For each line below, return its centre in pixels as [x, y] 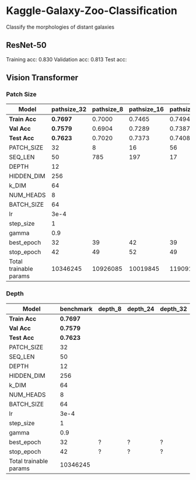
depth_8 [110, 309]
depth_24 [141, 309]
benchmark [76, 309]
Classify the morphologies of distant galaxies [60, 27]
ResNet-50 [26, 45]
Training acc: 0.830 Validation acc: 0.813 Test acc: [66, 59]
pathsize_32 [69, 109]
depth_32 [174, 309]
